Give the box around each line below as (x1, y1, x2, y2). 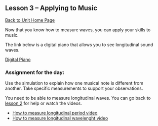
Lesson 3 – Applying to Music (5, 4, 98, 12)
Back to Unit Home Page (5, 17, 55, 23)
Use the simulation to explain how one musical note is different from (5, 80, 144, 86)
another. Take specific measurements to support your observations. (5, 85, 143, 91)
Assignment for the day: (5, 69, 65, 76)
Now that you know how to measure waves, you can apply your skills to (5, 27, 151, 33)
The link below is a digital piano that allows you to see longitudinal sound (5, 42, 154, 48)
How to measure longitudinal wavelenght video (12, 115, 108, 121)
